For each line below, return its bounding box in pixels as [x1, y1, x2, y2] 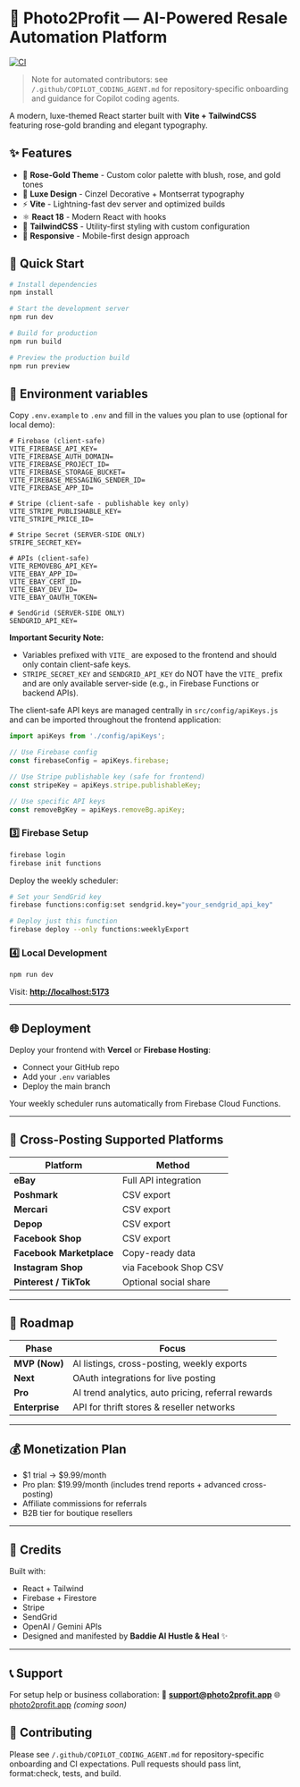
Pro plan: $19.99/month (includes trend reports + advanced [21, 1479, 241, 1490]
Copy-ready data [121, 1246, 196, 1259]
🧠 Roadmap [9, 1316, 74, 1331]
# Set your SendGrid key [9, 892, 102, 901]
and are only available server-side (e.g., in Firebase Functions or [21, 679, 260, 689]
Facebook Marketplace [13, 1246, 114, 1259]
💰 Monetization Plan [9, 1442, 127, 1457]
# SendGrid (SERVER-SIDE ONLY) [9, 609, 126, 618]
